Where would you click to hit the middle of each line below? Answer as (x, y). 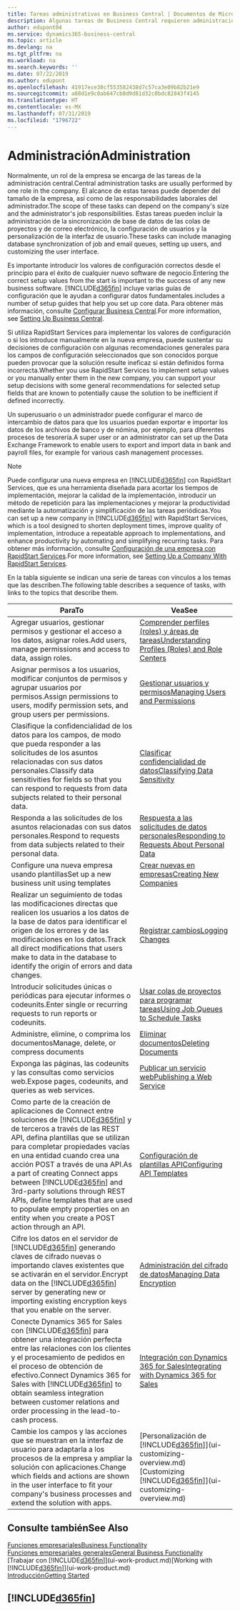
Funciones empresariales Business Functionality (77, 1545)
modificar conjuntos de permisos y (69, 678)
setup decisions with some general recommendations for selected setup (114, 385)
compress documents (47, 1052)
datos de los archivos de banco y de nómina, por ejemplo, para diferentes (116, 429)
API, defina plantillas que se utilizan (70, 1137)
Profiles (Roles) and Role (181, 649)
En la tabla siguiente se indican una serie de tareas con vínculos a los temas (119, 577)
